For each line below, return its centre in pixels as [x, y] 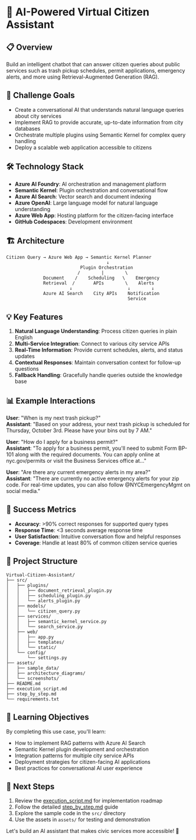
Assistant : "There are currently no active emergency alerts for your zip [93, 479]
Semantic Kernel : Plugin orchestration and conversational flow [91, 190]
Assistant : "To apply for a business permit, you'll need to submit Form [92, 448]
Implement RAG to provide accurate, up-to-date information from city [99, 122]
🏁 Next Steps [30, 787]
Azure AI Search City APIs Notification [102, 294]
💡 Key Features [35, 317]
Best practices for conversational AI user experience [79, 768]
